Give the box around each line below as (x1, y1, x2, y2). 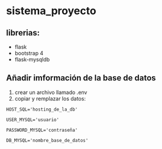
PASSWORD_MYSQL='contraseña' (6, 127, 78, 133)
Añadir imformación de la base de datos (6, 73, 156, 83)
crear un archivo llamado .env (14, 89, 88, 96)
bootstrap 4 (14, 50, 44, 57)
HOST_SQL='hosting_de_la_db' (6, 106, 78, 112)
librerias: (6, 28, 40, 38)
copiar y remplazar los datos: (14, 95, 86, 102)
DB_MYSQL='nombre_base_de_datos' (6, 137, 89, 143)
